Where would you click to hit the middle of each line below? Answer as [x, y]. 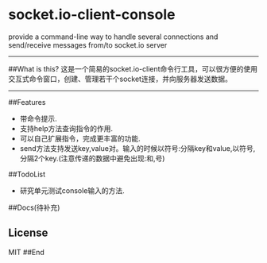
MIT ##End [27, 252]
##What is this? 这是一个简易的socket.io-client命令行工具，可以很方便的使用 [133, 68]
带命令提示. [38, 118]
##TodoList [27, 174]
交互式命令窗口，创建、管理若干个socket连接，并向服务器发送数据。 [120, 79]
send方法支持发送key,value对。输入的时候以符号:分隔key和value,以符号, [137, 148]
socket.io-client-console [92, 15]
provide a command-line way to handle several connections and [113, 37]
